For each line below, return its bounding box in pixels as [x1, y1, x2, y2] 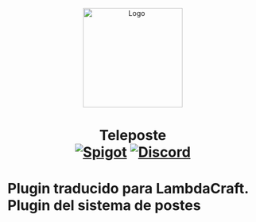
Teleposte [99, 127, 167, 145]
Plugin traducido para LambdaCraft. [7, 180, 249, 198]
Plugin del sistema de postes [7, 197, 201, 215]
